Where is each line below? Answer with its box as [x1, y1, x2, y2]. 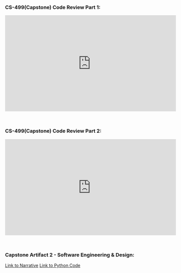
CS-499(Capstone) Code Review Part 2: [5, 127, 101, 134]
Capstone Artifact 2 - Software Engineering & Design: [5, 251, 135, 258]
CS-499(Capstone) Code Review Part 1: [5, 4, 101, 11]
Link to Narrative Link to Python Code [5, 262, 80, 268]
